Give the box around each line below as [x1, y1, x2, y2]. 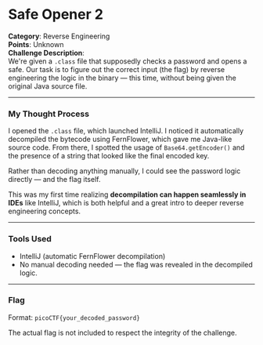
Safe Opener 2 [8, 5, 104, 24]
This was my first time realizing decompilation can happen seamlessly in [8, 190, 247, 199]
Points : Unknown [8, 39, 64, 49]
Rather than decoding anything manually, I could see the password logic [8, 166, 241, 176]
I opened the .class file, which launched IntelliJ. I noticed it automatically [8, 126, 244, 136]
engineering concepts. [8, 206, 81, 216]
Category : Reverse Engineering [8, 31, 110, 41]
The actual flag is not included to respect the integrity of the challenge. [8, 328, 237, 337]
